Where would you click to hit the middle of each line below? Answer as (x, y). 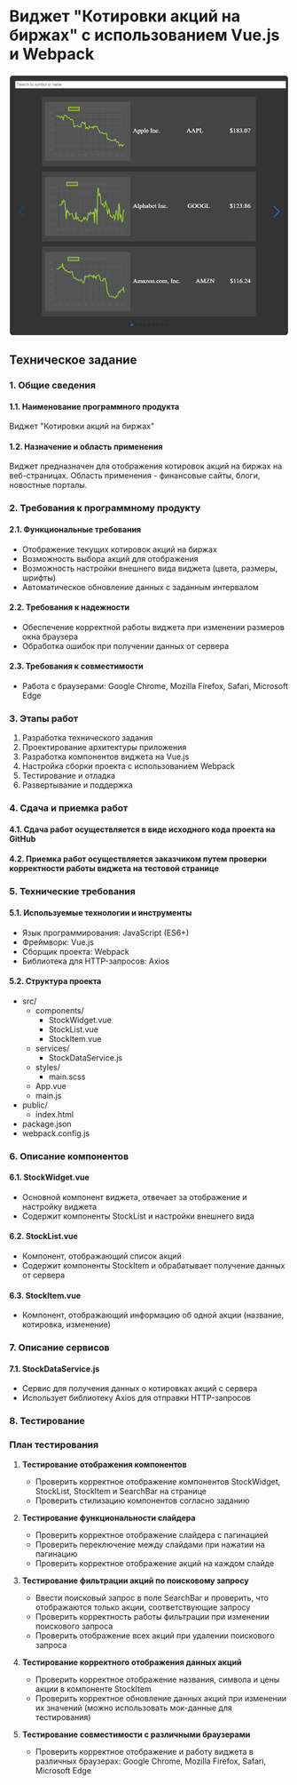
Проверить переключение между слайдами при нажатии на (150, 1544)
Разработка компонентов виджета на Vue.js (106, 756)
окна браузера (50, 636)
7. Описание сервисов (59, 1348)
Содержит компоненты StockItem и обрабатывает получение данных (153, 1266)
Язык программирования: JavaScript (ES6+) (106, 933)
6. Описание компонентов (69, 1156)
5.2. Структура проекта (55, 981)
